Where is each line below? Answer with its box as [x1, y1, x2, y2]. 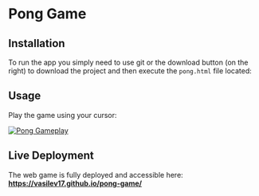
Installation [8, 37, 65, 50]
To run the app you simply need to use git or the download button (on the [8, 57, 249, 67]
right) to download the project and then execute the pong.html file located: [8, 66, 253, 76]
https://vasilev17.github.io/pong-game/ [8, 178, 143, 188]
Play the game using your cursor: [8, 110, 117, 120]
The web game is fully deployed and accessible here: [8, 170, 183, 179]
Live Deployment [8, 149, 94, 163]
